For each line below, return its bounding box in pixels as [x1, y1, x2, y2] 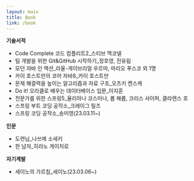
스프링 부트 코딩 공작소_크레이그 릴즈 [14, 102, 101, 110]
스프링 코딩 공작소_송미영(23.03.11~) [14, 110, 101, 117]
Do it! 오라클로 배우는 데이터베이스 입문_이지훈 [14, 88, 124, 95]
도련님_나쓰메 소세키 [14, 135, 63, 143]
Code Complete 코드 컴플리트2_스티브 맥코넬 [14, 50, 122, 57]
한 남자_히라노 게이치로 [14, 143, 69, 150]
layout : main [6, 8, 39, 15]
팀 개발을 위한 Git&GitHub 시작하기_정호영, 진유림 [14, 58, 132, 65]
